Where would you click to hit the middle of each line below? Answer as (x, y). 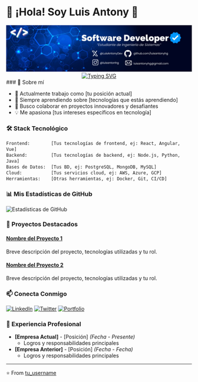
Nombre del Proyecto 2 (35, 265)
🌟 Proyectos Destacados (42, 225)
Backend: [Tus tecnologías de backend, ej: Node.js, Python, (93, 156)
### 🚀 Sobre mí (25, 82)
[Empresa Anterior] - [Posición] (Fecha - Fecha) (74, 350)
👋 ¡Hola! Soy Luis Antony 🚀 (72, 12)
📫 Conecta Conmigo (37, 294)
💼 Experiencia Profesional (44, 324)
